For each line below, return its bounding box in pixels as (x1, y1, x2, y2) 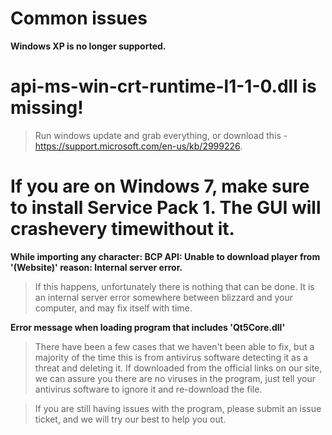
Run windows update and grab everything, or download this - (34, 129, 288, 141)
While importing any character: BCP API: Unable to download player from (10, 250, 321, 262)
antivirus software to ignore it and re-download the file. (34, 383, 263, 395)
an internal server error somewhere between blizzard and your (34, 291, 294, 303)
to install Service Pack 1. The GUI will (10, 197, 322, 219)
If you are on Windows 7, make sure (10, 175, 310, 198)
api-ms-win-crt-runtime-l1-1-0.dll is (10, 75, 317, 98)
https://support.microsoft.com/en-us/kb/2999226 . (34, 140, 243, 152)
